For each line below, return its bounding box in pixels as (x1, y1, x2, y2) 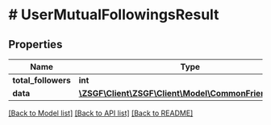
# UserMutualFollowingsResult (8, 6, 219, 24)
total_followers (12, 75, 71, 86)
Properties (8, 38, 63, 51)
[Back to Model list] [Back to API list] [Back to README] (8, 108, 194, 118)
